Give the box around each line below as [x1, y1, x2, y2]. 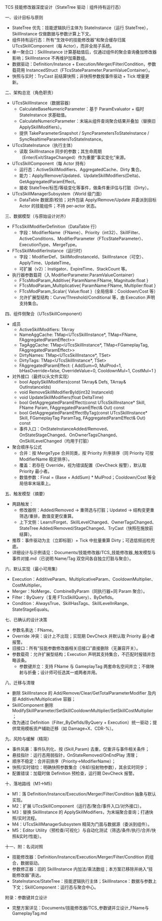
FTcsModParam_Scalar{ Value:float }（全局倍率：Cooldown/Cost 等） [19, 288, 158, 294]
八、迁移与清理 [5, 680, 35, 685]
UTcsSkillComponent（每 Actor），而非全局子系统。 [12, 43, 115, 48]
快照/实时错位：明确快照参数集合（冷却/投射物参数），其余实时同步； [12, 764, 148, 770]
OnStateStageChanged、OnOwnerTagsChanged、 [19, 432, 120, 438]
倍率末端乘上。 [23, 480, 54, 486]
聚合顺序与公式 [12, 444, 42, 450]
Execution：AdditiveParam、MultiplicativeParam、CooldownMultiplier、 [12, 576, 156, 582]
